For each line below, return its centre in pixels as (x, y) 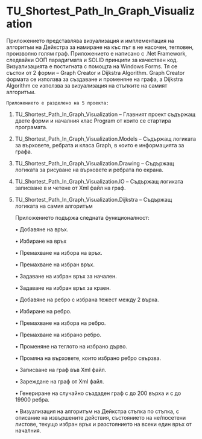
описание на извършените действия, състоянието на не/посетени (100, 417)
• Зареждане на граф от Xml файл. (59, 381)
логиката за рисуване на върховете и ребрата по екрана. (89, 170)
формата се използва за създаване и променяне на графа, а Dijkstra (95, 79)
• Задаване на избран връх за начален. (66, 276)
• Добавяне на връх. (42, 229)
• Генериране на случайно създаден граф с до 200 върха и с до (98, 393)
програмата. (31, 127)
